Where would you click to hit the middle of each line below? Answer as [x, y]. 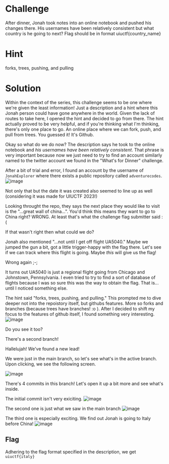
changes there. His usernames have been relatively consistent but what [79, 28]
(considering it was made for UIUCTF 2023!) [51, 196]
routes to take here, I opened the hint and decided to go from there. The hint [84, 118]
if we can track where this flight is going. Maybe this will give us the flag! [81, 252]
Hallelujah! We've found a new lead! [42, 349]
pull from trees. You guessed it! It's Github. [50, 134]
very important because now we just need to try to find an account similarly [84, 155]
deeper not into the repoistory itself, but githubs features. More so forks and [84, 303]
